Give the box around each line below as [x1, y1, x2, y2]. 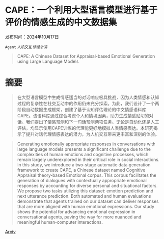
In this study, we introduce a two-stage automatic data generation [17, 161, 151, 167]
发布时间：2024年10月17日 [5, 34, 59, 40]
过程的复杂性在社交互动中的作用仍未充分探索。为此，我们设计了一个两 [17, 100, 160, 106]
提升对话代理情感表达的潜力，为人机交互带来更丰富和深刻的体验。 [26, 131, 160, 137]
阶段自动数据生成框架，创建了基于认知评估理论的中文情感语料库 [17, 106, 146, 112]
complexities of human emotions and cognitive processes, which [17, 151, 149, 157]
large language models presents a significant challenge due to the [17, 146, 151, 152]
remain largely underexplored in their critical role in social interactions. [17, 157, 160, 162]
